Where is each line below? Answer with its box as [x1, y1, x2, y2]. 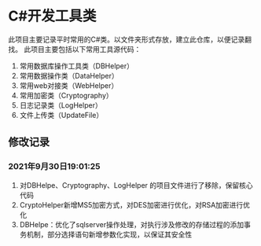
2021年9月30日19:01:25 [8, 161, 101, 172]
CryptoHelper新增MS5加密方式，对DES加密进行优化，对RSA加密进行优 [19, 200, 250, 209]
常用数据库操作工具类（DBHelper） [19, 61, 134, 71]
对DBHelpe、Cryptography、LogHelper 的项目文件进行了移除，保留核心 [19, 180, 253, 189]
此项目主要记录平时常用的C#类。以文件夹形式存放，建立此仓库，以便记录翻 [8, 35, 252, 44]
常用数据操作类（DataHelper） [19, 71, 119, 80]
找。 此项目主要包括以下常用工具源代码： [8, 44, 142, 53]
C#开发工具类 [8, 7, 97, 25]
